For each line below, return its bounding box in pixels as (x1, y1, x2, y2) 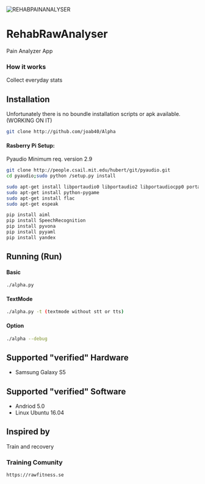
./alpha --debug (6, 336, 48, 342)
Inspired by (6, 427, 50, 437)
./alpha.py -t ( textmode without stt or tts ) (6, 309, 124, 315)
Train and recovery (6, 442, 54, 450)
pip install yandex (6, 234, 56, 240)
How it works (6, 62, 46, 71)
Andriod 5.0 (15, 403, 45, 410)
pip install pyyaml (6, 229, 56, 235)
